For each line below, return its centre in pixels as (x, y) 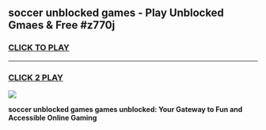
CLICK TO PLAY (39, 48)
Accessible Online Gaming (53, 117)
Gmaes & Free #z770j (62, 26)
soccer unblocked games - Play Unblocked (116, 13)
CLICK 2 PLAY (36, 77)
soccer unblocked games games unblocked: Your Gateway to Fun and (125, 109)
